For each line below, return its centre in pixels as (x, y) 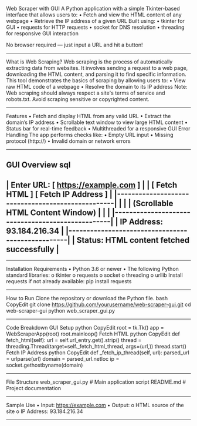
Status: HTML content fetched (133, 240)
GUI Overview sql (38, 165)
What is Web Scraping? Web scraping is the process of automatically (89, 62)
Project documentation (34, 388)
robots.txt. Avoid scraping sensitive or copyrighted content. (78, 99)
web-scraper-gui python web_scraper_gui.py (61, 311)
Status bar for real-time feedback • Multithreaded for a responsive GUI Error (98, 128)
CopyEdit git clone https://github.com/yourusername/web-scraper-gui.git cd (98, 304)
